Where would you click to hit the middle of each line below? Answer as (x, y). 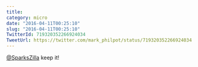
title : (15, 12)
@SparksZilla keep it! (33, 58)
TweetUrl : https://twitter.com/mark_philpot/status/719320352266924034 (99, 40)
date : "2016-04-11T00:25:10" (43, 23)
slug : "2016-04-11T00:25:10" (43, 29)
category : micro (27, 18)
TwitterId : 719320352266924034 (46, 35)
